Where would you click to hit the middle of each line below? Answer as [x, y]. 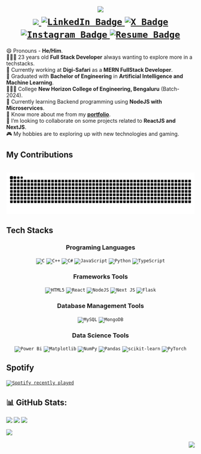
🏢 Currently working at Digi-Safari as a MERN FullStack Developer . [90, 69]
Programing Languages [100, 247]
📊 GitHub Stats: [37, 403]
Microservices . [25, 108]
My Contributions [40, 155]
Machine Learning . [30, 82]
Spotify [20, 368]
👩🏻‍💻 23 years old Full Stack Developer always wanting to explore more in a [99, 57]
